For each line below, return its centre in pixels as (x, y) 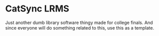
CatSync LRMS (37, 9)
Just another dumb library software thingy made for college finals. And (79, 22)
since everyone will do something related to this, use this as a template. (80, 27)
